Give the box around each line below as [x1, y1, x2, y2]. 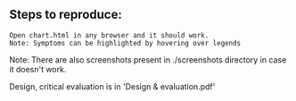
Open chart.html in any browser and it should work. [9, 30, 210, 39]
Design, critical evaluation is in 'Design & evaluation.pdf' [9, 80, 216, 92]
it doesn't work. [9, 63, 67, 74]
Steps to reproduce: [9, 7, 122, 22]
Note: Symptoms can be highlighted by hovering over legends [9, 38, 242, 47]
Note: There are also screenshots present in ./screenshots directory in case [9, 54, 287, 65]
